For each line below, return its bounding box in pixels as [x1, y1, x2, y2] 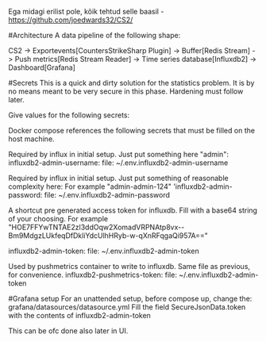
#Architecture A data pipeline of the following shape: [8, 31, 181, 40]
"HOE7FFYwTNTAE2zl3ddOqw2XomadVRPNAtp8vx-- [8, 222, 185, 232]
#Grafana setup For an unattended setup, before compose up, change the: [8, 294, 253, 303]
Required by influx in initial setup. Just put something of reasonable [8, 174, 229, 183]
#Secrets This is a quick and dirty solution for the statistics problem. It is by [8, 79, 255, 87]
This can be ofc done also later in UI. [8, 326, 129, 336]
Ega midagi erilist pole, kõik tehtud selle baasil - [8, 7, 164, 16]
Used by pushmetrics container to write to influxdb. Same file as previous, [8, 262, 251, 271]
